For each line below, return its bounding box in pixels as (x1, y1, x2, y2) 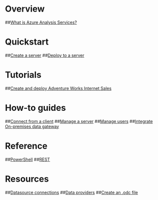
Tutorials (5, 69, 42, 80)
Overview (5, 3, 45, 15)
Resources (5, 173, 49, 185)
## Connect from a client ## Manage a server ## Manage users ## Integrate (5, 118, 153, 124)
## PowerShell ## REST (5, 156, 50, 162)
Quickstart (5, 36, 49, 47)
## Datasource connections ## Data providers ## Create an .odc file (5, 189, 138, 195)
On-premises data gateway (5, 123, 59, 129)
